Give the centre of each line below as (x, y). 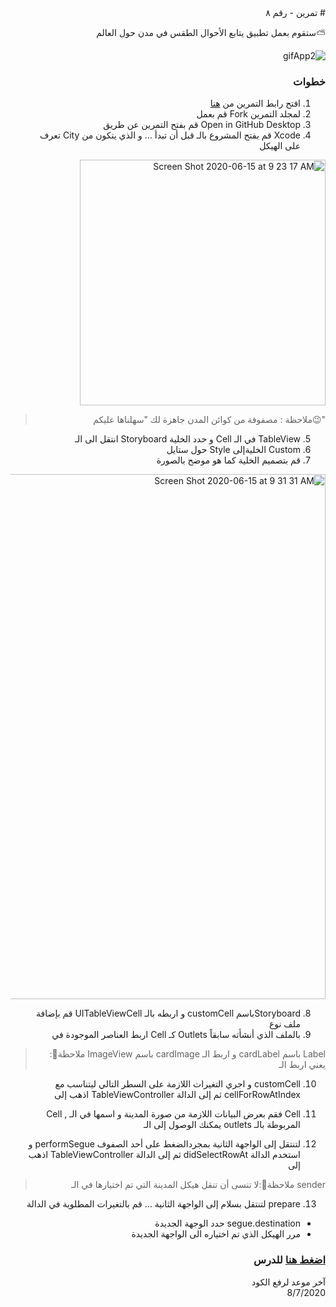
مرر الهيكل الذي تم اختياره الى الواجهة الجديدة (216, 1234)
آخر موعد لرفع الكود (288, 1282)
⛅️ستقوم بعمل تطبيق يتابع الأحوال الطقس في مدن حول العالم (211, 32)
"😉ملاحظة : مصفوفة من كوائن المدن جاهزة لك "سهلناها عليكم (209, 420)
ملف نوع (284, 1024)
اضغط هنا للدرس (289, 1260)
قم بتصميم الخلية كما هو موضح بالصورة (228, 460)
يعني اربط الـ (302, 1065)
